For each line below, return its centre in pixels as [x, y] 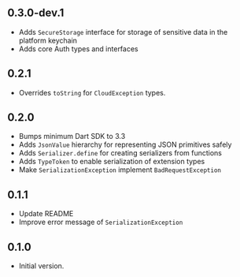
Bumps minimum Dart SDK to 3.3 [72, 137]
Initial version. [41, 266]
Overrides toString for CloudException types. [92, 92]
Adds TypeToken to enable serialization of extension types [112, 162]
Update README [46, 214]
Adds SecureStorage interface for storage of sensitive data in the [123, 32]
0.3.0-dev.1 [36, 13]
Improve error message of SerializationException [101, 222]
